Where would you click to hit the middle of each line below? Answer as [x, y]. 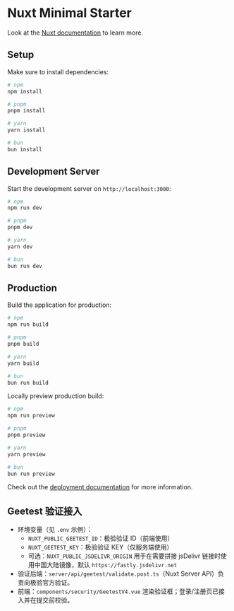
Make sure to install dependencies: [58, 71]
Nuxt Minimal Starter [70, 13]
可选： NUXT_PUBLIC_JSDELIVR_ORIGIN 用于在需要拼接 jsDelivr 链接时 [124, 556]
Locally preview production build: [56, 396]
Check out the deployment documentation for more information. [100, 487]
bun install [25, 149]
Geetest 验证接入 [45, 511]
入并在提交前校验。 [45, 600]
